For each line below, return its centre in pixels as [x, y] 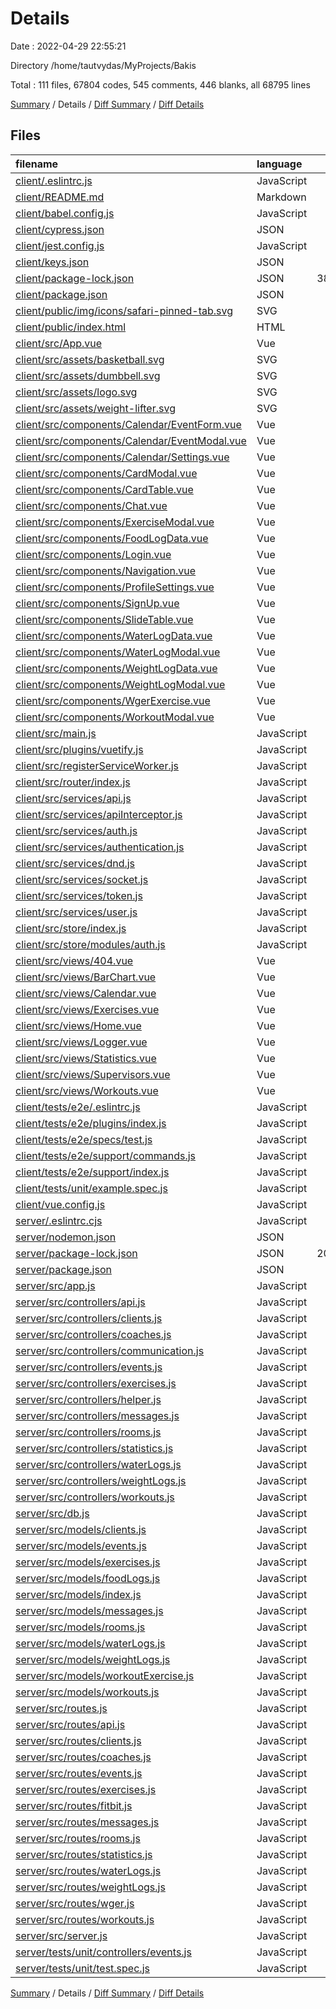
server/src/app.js [55, 1285]
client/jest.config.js [60, 245]
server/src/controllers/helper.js [88, 1399]
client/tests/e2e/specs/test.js [84, 1139]
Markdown [281, 197]
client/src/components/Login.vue [93, 554]
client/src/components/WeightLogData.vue [116, 668]
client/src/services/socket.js [82, 879]
